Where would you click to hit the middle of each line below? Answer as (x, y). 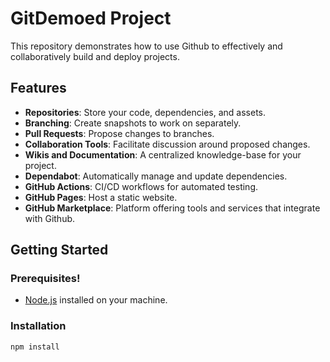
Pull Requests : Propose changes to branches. (119, 133)
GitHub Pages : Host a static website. (101, 197)
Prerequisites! (45, 279)
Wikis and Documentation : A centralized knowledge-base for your (163, 154)
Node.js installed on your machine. (96, 300)
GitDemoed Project (91, 18)
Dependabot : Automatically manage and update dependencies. (156, 176)
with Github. (50, 218)
